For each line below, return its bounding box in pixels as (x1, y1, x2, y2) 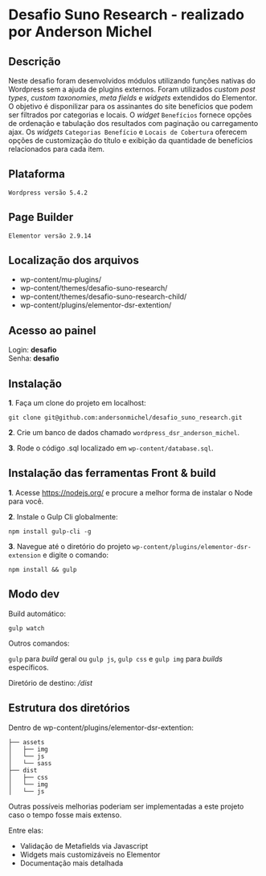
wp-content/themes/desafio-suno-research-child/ (19, 291, 187, 302)
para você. (8, 496, 44, 506)
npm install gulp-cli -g (8, 528, 92, 536)
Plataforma (8, 167, 66, 181)
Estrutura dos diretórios (8, 701, 130, 715)
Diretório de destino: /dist (8, 678, 93, 687)
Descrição (8, 55, 61, 68)
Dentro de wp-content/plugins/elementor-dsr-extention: (8, 723, 194, 732)
